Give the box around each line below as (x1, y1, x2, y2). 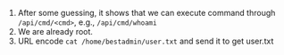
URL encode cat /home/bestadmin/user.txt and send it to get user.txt (17, 35, 274, 46)
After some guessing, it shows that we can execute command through (17, 8, 276, 18)
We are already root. (17, 27, 94, 36)
